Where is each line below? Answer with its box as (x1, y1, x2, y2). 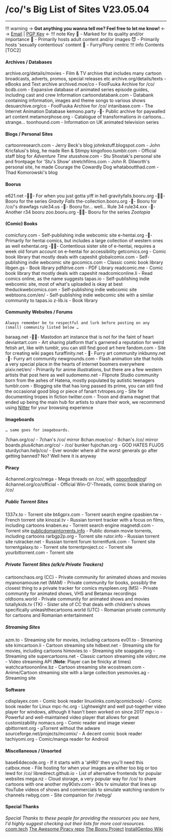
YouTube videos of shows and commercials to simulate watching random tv (5, 786, 165, 792)
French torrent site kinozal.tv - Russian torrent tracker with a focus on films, (5, 517, 165, 523)
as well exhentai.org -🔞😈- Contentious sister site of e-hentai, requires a (5, 243, 156, 249)
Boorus (5, 181, 21, 187)
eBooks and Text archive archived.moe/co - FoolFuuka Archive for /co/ (5, 81, 155, 88)
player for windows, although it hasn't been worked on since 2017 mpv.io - (5, 709, 163, 715)
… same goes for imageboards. (5, 427, 70, 433)
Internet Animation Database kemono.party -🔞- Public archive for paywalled (5, 109, 165, 115)
